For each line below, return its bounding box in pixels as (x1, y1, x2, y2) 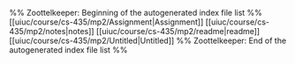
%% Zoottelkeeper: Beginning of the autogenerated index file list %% (9, 8, 263, 18)
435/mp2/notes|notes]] (9, 26, 95, 36)
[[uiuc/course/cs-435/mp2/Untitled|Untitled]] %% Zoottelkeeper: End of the (9, 35, 287, 46)
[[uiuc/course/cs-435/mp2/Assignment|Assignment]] (9, 17, 204, 27)
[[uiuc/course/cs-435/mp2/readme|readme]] (95, 26, 261, 36)
